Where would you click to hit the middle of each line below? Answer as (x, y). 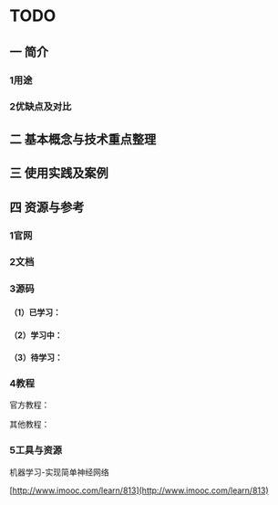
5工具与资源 (36, 450)
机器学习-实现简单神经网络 (59, 472)
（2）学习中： (36, 335)
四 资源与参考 (47, 207)
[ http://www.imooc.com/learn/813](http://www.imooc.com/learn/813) (139, 490)
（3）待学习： (36, 358)
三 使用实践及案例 (59, 173)
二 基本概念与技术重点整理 (83, 139)
